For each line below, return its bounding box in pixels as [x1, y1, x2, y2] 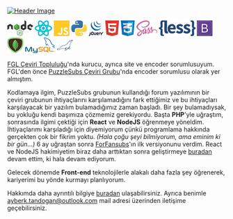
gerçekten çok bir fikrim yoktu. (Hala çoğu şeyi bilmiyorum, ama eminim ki [7, 133, 220, 140]
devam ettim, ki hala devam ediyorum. [7, 155, 116, 163]
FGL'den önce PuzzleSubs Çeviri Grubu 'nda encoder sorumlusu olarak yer [7, 67, 220, 76]
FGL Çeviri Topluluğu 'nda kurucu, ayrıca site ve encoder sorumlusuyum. [7, 60, 214, 68]
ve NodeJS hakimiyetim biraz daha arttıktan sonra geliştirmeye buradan [7, 147, 212, 156]
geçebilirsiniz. [7, 204, 47, 212]
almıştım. [7, 75, 33, 83]
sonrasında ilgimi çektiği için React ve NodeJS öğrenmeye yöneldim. [7, 118, 204, 126]
